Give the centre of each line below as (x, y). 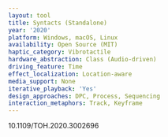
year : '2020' (30, 30)
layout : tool (30, 15)
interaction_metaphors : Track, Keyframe (76, 103)
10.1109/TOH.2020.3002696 (54, 126)
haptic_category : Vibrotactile (60, 52)
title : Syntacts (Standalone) (58, 23)
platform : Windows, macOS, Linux (63, 37)
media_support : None (42, 81)
